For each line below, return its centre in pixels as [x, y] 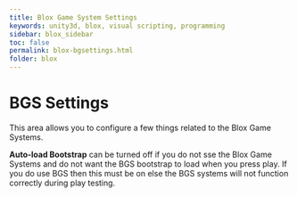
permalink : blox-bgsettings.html [71, 51]
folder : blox [33, 59]
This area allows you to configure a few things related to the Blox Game [140, 127]
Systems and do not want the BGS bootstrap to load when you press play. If [148, 164]
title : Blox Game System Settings [74, 17]
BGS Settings [59, 103]
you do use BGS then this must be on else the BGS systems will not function [149, 173]
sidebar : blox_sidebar [51, 34]
